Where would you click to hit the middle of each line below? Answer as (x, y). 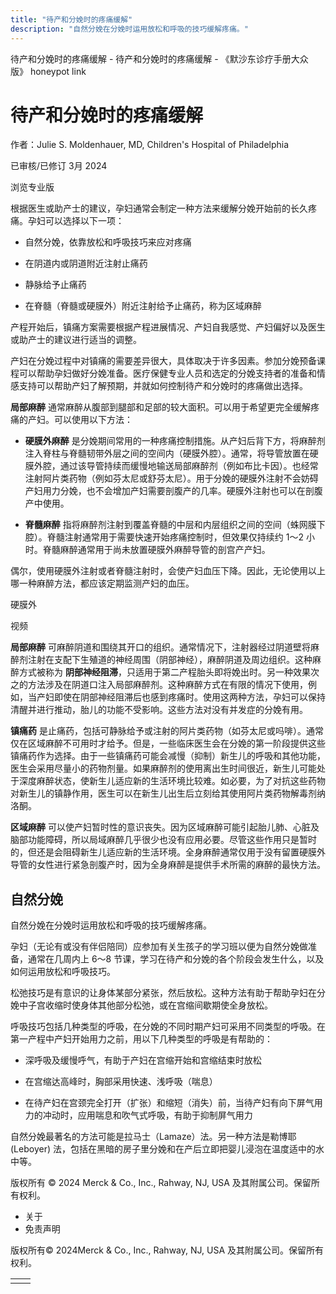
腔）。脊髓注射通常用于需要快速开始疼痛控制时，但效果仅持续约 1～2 (164, 537)
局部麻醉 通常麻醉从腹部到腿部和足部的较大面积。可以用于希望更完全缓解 (160, 407)
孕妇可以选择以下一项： (76, 221)
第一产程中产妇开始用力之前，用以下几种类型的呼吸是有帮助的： (141, 1039)
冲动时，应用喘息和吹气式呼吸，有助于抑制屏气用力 (147, 1115)
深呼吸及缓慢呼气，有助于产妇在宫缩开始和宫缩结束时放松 (143, 1060)
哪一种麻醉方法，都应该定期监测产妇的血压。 (102, 583)
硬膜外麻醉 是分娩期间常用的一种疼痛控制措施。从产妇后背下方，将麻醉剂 (175, 441)
